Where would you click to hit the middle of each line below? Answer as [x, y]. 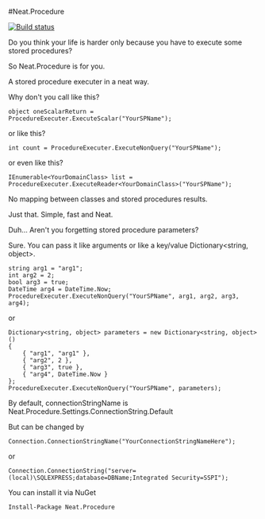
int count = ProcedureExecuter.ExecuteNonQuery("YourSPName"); [115, 148]
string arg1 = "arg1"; [46, 268]
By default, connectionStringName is [68, 403]
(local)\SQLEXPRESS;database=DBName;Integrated [88, 478]
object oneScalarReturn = [51, 111]
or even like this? [36, 163]
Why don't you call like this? [54, 97]
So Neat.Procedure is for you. [57, 66]
